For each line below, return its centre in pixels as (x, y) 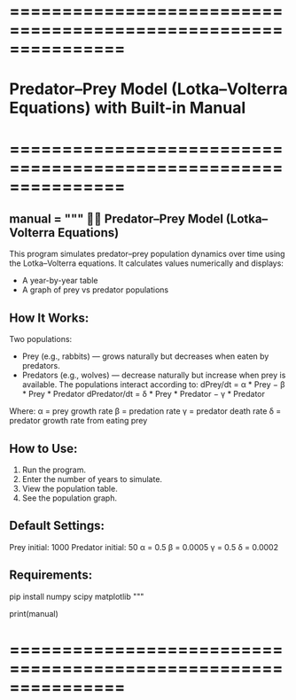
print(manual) (34, 613)
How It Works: (49, 318)
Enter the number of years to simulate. (92, 479)
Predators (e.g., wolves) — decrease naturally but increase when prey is (154, 375)
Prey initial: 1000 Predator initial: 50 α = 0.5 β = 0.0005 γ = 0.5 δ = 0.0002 (144, 547)
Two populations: (41, 339)
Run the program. (54, 470)
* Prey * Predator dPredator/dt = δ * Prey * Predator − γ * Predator (144, 394)
